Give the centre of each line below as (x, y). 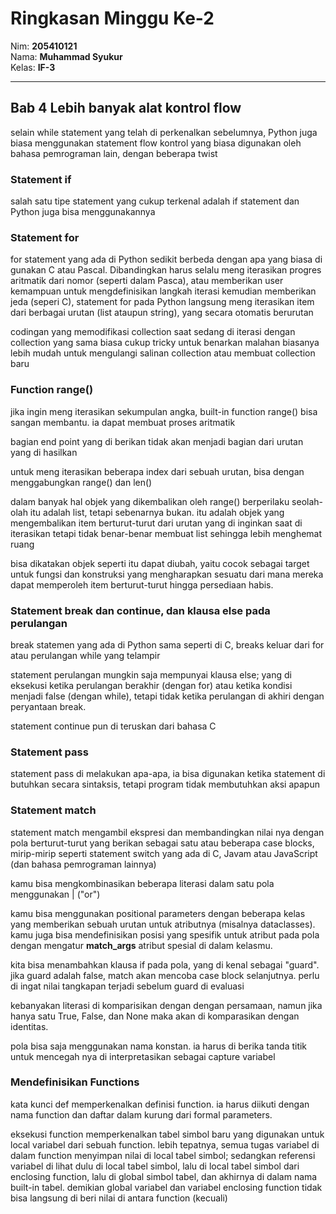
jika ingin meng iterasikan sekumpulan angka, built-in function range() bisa (164, 411)
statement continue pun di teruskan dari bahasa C (113, 726)
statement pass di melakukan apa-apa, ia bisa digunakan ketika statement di (168, 774)
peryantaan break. (48, 706)
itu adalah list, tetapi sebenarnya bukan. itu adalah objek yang (157, 512)
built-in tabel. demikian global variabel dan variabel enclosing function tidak (166, 1187)
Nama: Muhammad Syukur (66, 56)
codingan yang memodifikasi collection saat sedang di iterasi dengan (153, 332)
